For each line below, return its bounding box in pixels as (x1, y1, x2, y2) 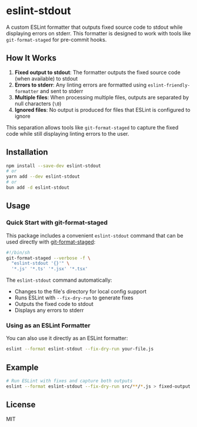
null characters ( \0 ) (14, 100, 62, 107)
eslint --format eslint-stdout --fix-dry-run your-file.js (6, 346, 154, 352)
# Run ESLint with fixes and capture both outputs (6, 378, 133, 384)
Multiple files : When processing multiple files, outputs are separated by (14, 94, 189, 101)
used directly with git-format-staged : (6, 238, 96, 245)
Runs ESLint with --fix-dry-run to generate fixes (14, 294, 133, 301)
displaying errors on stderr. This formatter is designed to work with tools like (6, 29, 191, 36)
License (6, 400, 36, 410)
